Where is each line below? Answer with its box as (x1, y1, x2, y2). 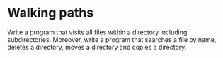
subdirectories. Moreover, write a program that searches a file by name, (7, 35, 217, 43)
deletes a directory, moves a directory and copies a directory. (7, 43, 187, 51)
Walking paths (7, 5, 94, 21)
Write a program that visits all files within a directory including (7, 28, 188, 36)
